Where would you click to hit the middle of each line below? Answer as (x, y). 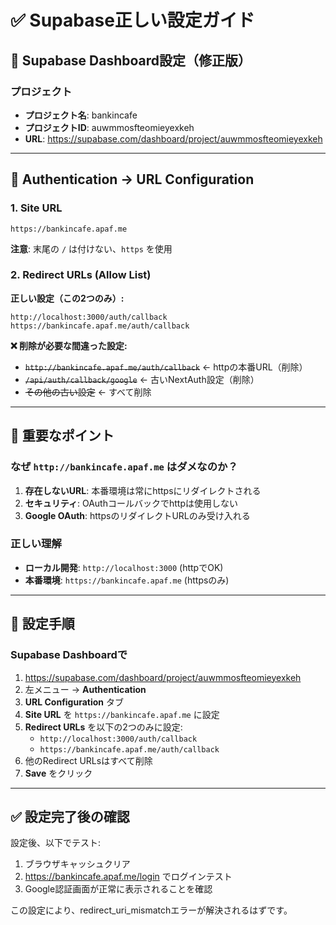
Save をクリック (58, 773)
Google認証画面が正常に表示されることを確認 (118, 889)
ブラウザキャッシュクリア (77, 864)
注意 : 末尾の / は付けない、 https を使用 (91, 248)
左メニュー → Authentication (85, 689)
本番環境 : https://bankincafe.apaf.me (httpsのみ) (127, 580)
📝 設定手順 (42, 624)
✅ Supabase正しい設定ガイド (132, 20)
